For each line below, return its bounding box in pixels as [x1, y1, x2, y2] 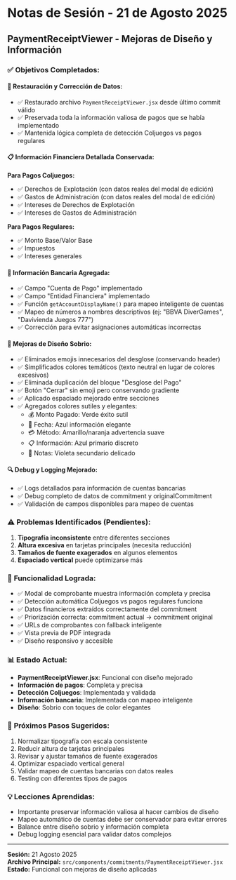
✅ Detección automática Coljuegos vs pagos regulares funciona [17, 597, 204, 606]
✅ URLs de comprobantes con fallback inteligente [17, 621, 162, 629]
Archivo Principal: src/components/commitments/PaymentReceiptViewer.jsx [7, 858, 223, 866]
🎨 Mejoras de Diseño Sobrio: [7, 339, 92, 348]
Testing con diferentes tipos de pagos [17, 774, 128, 782]
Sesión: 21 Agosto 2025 [7, 851, 77, 858]
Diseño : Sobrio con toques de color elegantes [17, 703, 151, 712]
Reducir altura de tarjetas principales [17, 744, 125, 752]
